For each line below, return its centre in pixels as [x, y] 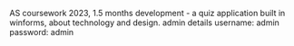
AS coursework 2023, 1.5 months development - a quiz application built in [147, 13]
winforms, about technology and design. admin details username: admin [144, 23]
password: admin [42, 32]
